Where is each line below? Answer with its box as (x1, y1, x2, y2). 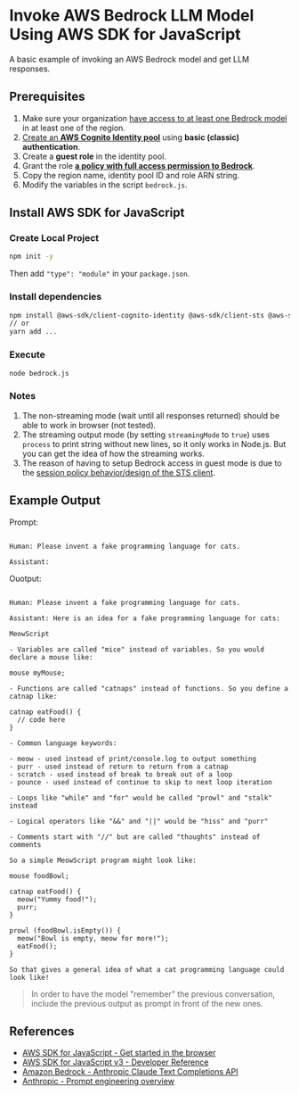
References (9, 1024, 75, 1039)
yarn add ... (9, 328, 58, 336)
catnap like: (9, 692, 58, 701)
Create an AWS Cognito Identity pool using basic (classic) (21, 131, 240, 143)
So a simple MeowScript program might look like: (9, 856, 198, 865)
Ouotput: (9, 573, 42, 584)
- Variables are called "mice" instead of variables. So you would (9, 644, 265, 654)
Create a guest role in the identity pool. (21, 151, 167, 162)
